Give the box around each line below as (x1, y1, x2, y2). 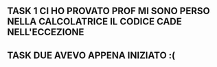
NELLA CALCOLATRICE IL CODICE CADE (7, 16, 182, 28)
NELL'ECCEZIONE (7, 26, 84, 38)
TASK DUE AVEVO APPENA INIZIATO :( (7, 49, 176, 61)
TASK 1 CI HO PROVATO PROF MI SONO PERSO (7, 5, 211, 17)
